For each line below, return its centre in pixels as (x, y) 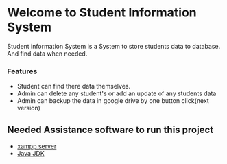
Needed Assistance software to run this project (110, 129)
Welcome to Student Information (102, 13)
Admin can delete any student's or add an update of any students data (117, 93)
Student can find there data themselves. (74, 86)
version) (29, 108)
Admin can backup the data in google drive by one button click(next (113, 101)
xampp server (37, 146)
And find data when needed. (47, 54)
